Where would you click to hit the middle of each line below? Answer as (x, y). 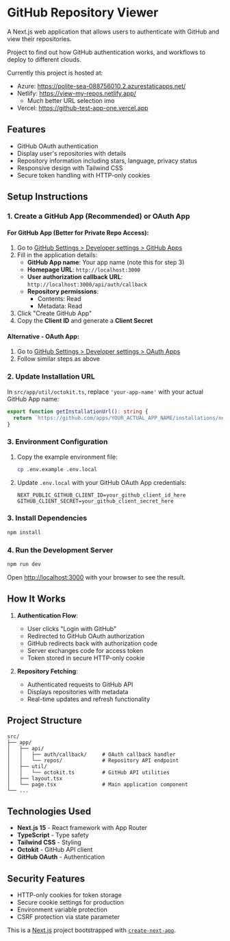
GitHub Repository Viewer (83, 13)
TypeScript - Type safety (53, 835)
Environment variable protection (62, 909)
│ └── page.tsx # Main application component (98, 784)
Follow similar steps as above (59, 359)
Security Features (46, 878)
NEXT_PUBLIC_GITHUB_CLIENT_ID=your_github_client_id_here (101, 495)
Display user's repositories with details (72, 153)
